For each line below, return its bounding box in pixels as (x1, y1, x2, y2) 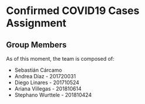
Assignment (6, 16, 67, 30)
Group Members (6, 40, 67, 50)
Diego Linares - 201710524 (14, 79, 80, 86)
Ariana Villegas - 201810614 (14, 85, 82, 92)
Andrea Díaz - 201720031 (14, 73, 76, 79)
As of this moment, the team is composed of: (6, 56, 115, 62)
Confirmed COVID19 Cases (6, 4, 140, 18)
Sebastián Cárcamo (14, 67, 63, 74)
